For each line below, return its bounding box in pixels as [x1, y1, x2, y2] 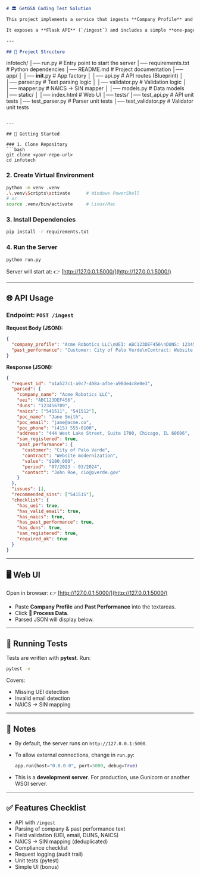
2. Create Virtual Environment [6, 171, 94, 179]
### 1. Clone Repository [6, 142, 68, 147]
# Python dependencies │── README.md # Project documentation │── [6, 66, 183, 73]
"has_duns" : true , [17, 525, 62, 531]
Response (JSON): [6, 363, 53, 370]
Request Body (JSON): [6, 324, 64, 331]
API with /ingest [14, 819, 55, 826]
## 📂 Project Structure [6, 48, 65, 55]
